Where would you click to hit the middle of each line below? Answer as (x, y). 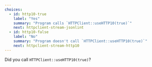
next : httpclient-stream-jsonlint (49, 28)
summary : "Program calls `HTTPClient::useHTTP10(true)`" (73, 23)
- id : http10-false (29, 32)
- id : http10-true (28, 14)
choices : (13, 9)
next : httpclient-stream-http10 (46, 46)
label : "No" (25, 37)
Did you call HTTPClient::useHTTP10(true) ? (48, 59)
